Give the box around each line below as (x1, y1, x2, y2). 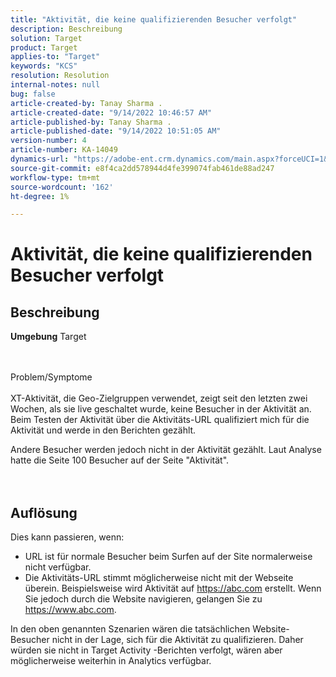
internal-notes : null (10, 80, 101, 90)
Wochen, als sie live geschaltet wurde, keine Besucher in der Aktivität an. (10, 403, 312, 415)
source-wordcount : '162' (10, 182, 114, 192)
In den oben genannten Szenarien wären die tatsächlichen (10, 623, 251, 635)
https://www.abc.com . (24, 604, 117, 616)
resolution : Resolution (10, 71, 110, 81)
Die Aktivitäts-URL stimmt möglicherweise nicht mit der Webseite (24, 572, 294, 584)
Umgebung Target (10, 331, 87, 343)
